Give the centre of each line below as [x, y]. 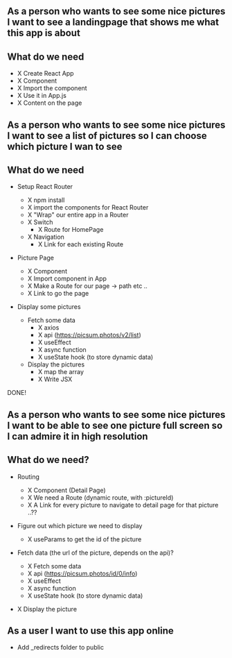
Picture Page [35, 258]
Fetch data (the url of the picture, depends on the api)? [96, 552]
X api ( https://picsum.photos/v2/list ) [90, 335]
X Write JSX [55, 379]
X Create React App [45, 74]
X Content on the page [50, 103]
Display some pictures [49, 307]
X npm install [46, 200]
